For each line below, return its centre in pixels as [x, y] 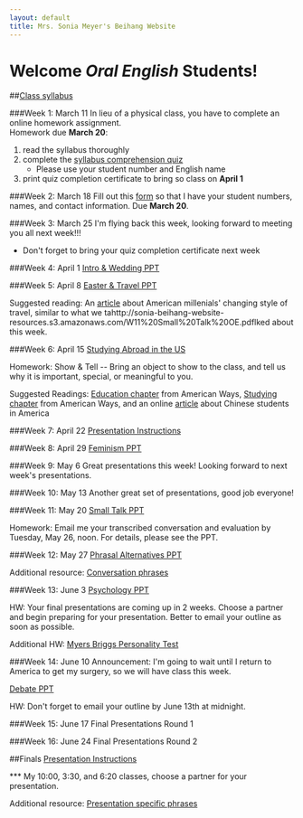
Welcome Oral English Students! [133, 71]
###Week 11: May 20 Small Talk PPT [77, 511]
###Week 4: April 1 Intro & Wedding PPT [85, 268]
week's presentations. [51, 475]
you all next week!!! [45, 233]
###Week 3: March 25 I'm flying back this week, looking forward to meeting [151, 223]
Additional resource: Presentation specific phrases [104, 804]
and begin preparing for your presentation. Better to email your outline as [146, 617]
